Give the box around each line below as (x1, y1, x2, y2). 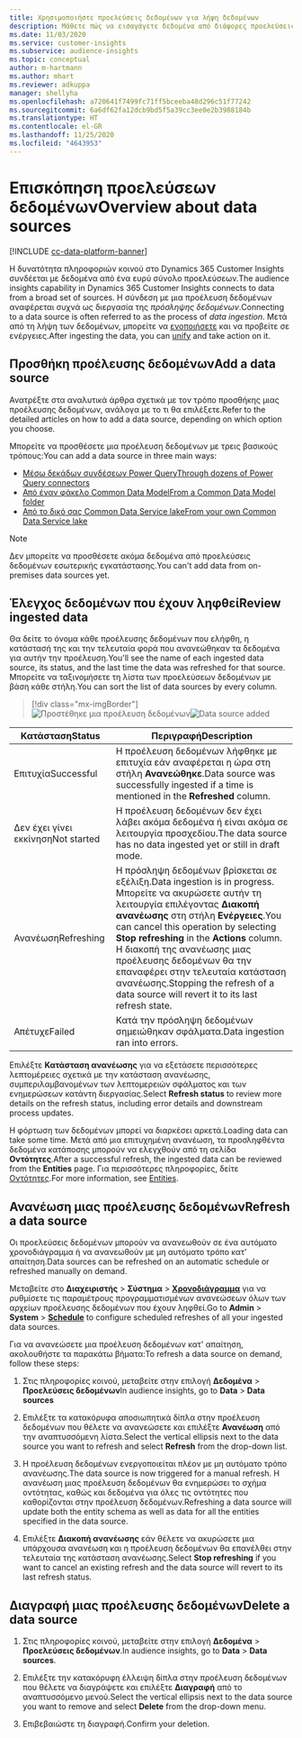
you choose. (9, 423, 56, 433)
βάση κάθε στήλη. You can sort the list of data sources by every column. (9, 681, 278, 692)
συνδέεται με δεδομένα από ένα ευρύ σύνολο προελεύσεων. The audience (9, 272, 290, 284)
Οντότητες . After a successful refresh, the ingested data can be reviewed (9, 1154, 282, 1165)
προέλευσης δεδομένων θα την (115, 954, 252, 967)
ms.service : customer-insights (9, 38, 127, 48)
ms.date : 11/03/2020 (9, 30, 87, 39)
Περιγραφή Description (151, 730, 253, 742)
